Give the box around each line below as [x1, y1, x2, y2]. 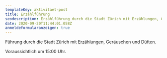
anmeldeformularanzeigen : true [5, 26, 70, 30]
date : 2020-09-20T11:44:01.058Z [5, 21, 72, 26]
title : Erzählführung [5, 12, 50, 17]
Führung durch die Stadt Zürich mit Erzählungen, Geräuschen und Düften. [5, 39, 157, 45]
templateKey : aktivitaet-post [5, 7, 68, 12]
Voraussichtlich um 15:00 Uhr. [5, 49, 67, 55]
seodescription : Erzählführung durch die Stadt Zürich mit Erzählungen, [5, 16, 159, 21]
